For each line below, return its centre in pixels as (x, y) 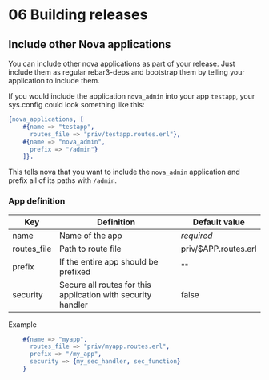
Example (23, 324)
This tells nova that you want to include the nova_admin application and (124, 172)
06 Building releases (78, 15)
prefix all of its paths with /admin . (63, 180)
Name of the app (90, 236)
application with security (105, 294)
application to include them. (54, 81)
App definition (37, 201)
